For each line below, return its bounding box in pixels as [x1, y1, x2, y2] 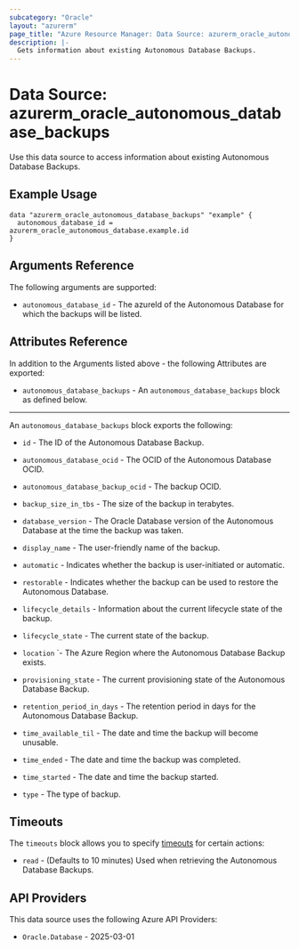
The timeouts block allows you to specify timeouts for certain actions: [9, 838, 265, 848]
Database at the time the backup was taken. [21, 524, 184, 535]
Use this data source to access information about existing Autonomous [9, 152, 270, 163]
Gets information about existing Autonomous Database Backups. [17, 46, 256, 55]
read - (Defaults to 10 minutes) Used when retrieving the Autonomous [21, 856, 278, 866]
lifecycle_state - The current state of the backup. [21, 629, 209, 641]
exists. [21, 656, 46, 668]
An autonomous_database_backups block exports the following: [9, 419, 233, 430]
